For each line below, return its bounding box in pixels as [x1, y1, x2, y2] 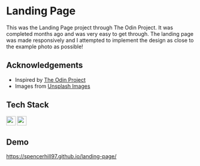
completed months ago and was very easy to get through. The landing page [6, 30, 193, 37]
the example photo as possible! [6, 43, 84, 50]
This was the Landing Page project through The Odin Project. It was [6, 24, 174, 31]
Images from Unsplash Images [14, 82, 91, 90]
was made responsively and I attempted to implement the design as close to [6, 36, 194, 44]
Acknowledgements [6, 60, 83, 70]
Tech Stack [6, 100, 49, 110]
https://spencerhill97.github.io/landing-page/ [6, 153, 117, 160]
